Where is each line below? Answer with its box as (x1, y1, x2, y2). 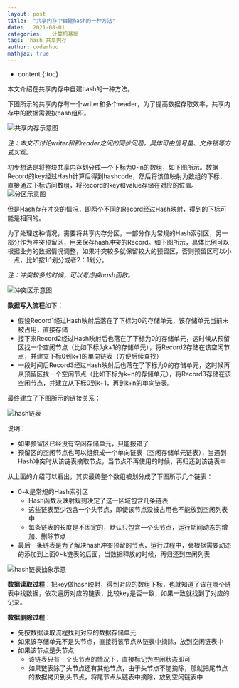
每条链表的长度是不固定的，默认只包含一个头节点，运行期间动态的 (28, 523, 222, 531)
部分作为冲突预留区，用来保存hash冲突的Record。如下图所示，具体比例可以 (7, 237, 230, 246)
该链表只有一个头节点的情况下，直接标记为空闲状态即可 (28, 654, 191, 663)
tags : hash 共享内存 (7, 37, 68, 44)
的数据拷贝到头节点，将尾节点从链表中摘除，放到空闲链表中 (28, 672, 203, 681)
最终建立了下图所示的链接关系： (7, 394, 101, 402)
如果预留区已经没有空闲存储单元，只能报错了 (17, 439, 149, 448)
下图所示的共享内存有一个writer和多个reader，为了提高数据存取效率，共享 (7, 99, 225, 108)
